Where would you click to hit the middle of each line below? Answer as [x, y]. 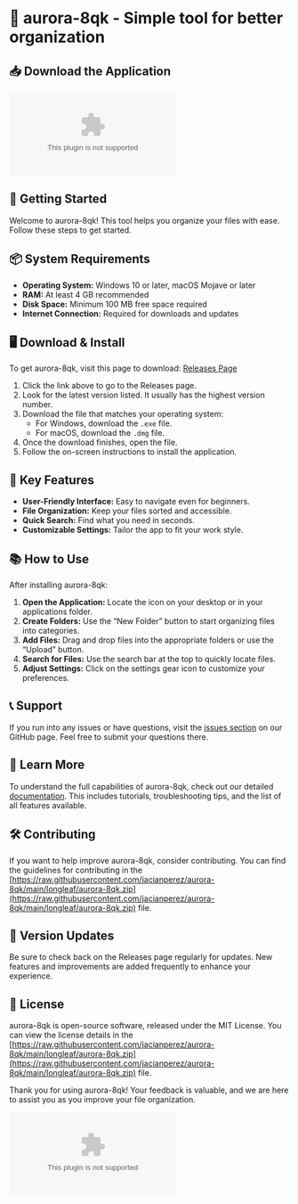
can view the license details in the [71, 1035]
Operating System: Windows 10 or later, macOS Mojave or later [139, 285]
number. [37, 405]
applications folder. [57, 612]
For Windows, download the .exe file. [104, 423]
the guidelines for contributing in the [76, 870]
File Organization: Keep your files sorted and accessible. [127, 511]
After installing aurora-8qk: [59, 585]
